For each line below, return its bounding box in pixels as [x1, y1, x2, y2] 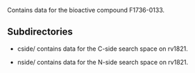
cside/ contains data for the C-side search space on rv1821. [17, 44, 189, 53]
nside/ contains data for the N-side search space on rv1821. [17, 58, 189, 66]
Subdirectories [7, 26, 73, 38]
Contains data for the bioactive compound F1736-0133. [7, 6, 165, 14]
